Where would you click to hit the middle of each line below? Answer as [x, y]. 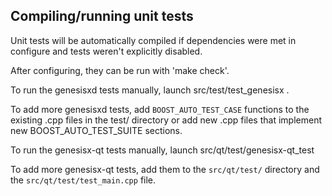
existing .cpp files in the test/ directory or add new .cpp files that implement [166, 120]
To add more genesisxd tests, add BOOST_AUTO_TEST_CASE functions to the [160, 109]
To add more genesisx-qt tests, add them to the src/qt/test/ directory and [165, 169]
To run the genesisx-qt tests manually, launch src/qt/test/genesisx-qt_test [162, 150]
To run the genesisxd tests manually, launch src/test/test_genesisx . [150, 90]
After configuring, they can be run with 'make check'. [120, 70]
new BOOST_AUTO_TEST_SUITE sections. [96, 130]
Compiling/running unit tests [102, 16]
